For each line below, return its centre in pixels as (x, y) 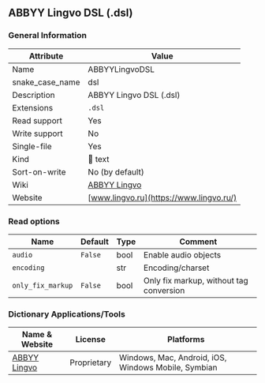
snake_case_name (46, 82)
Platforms (186, 340)
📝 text (99, 159)
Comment (198, 242)
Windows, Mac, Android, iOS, (173, 358)
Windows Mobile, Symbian (168, 368)
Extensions (33, 107)
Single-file (32, 146)
